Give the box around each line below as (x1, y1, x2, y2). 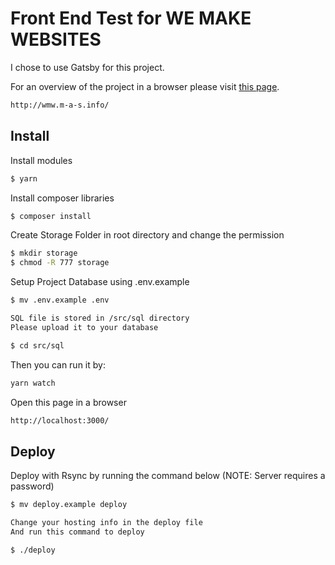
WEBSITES (10, 28, 102, 51)
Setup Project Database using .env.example (10, 276, 190, 288)
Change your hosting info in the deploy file (10, 518, 203, 528)
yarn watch (10, 378, 56, 388)
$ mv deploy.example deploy (10, 500, 128, 510)
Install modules (10, 154, 73, 166)
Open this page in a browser (10, 396, 127, 408)
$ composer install (10, 211, 92, 221)
